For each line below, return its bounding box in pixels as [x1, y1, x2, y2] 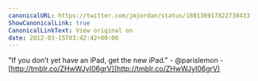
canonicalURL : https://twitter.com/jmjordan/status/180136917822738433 [8, 11, 250, 20]
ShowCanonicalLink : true [8, 19, 90, 27]
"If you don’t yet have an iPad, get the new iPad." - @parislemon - [8, 56, 224, 65]
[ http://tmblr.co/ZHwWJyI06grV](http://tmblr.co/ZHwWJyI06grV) [8, 64, 221, 74]
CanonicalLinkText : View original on [8, 26, 133, 34]
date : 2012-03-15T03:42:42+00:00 [8, 33, 119, 42]
